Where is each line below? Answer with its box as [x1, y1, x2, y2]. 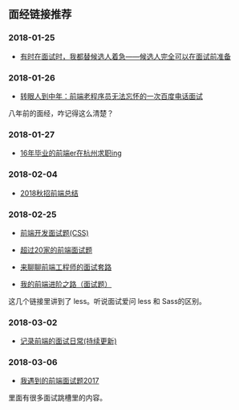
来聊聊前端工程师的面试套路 [19, 262, 112, 272]
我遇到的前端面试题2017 [19, 376, 99, 386]
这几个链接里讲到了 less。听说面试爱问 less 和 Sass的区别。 [8, 296, 207, 305]
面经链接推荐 [8, 7, 72, 22]
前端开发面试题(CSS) [19, 228, 90, 237]
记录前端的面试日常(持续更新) [19, 336, 118, 346]
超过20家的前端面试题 [19, 244, 93, 255]
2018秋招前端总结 [19, 188, 79, 198]
